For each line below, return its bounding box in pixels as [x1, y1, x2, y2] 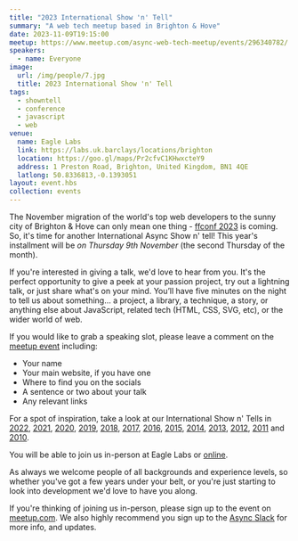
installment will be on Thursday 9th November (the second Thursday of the [9, 240, 286, 250]
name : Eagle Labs [17, 137, 82, 146]
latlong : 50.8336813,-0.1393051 [17, 170, 138, 179]
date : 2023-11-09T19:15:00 [9, 29, 109, 38]
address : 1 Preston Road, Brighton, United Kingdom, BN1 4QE [17, 162, 249, 171]
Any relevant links [21, 396, 88, 406]
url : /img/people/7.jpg [17, 71, 105, 80]
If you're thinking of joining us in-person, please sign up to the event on [9, 503, 271, 513]
